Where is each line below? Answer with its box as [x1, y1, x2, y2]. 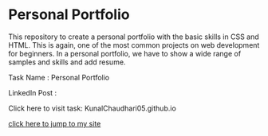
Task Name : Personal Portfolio [8, 72, 110, 82]
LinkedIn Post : [8, 87, 57, 97]
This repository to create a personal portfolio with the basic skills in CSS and [8, 32, 259, 41]
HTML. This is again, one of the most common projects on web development [8, 40, 260, 49]
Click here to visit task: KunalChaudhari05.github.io [8, 103, 177, 113]
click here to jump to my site [8, 119, 101, 128]
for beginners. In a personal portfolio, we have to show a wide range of [8, 49, 242, 58]
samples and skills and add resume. [8, 57, 126, 67]
